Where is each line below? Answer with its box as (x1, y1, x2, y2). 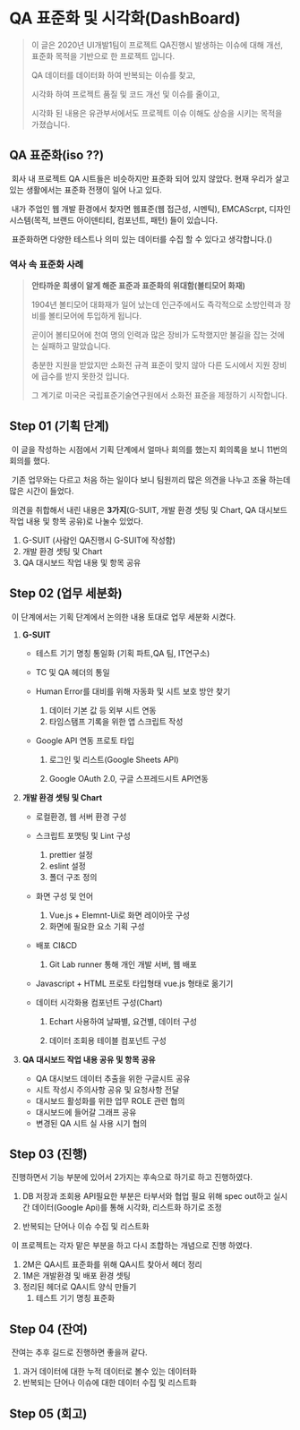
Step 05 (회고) (9, 1406, 88, 1421)
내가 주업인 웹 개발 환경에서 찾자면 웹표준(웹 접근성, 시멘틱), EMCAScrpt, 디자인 (11, 203, 291, 214)
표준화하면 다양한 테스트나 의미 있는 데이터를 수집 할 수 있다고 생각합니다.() (11, 234, 273, 244)
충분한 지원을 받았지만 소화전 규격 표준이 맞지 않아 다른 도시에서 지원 (30, 360, 270, 371)
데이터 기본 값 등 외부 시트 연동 (48, 705, 157, 715)
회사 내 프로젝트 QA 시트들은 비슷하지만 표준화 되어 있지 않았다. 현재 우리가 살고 (11, 173, 290, 184)
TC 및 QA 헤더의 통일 (35, 666, 110, 677)
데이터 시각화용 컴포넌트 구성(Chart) (35, 997, 163, 1007)
